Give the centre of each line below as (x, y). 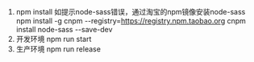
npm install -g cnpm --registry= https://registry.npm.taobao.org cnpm (131, 21)
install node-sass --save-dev (64, 29)
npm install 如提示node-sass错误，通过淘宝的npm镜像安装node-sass (131, 12)
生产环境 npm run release (58, 49)
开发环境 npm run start (54, 39)
